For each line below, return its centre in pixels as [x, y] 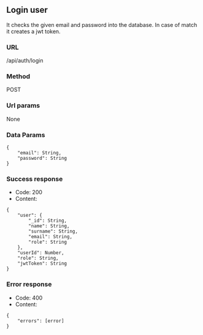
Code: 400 [29, 298]
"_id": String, [48, 221]
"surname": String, [53, 231]
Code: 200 [29, 192]
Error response [29, 284]
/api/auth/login [25, 61]
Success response [35, 179]
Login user [27, 10]
